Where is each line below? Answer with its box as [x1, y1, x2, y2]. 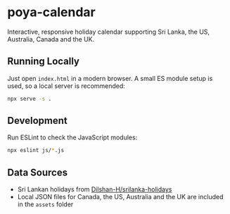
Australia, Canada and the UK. [7, 34, 95, 43]
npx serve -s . [7, 95, 52, 102]
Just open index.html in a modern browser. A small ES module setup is [7, 74, 213, 82]
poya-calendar [7, 4, 96, 20]
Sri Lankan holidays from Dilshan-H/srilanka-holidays [17, 185, 172, 194]
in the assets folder [17, 200, 74, 208]
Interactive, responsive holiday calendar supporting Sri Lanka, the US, [7, 27, 210, 36]
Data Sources [7, 166, 68, 178]
